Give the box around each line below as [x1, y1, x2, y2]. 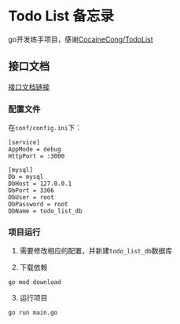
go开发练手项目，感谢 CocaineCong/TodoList [8, 35, 153, 44]
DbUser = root [8, 194, 55, 202]
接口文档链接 [8, 82, 50, 91]
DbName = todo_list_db [8, 207, 83, 216]
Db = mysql [8, 173, 44, 181]
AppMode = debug [8, 146, 61, 154]
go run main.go [8, 309, 58, 317]
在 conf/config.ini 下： [8, 123, 83, 133]
